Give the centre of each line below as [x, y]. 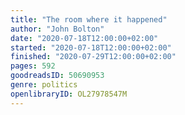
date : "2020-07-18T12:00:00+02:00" [84, 38]
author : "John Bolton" [57, 29]
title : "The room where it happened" [89, 19]
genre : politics [44, 85]
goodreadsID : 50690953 [57, 76]
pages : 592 [33, 66]
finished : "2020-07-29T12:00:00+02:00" [93, 57]
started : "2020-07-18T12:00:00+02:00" [91, 47]
